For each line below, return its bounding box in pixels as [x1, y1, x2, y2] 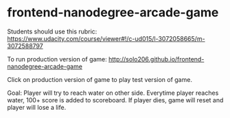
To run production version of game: [7, 55, 108, 63]
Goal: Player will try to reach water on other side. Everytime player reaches [7, 89, 219, 97]
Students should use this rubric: [7, 27, 97, 35]
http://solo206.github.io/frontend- [108, 55, 205, 63]
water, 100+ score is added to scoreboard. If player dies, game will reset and [7, 95, 224, 104]
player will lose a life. [7, 103, 67, 111]
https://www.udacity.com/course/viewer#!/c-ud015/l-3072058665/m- [7, 34, 205, 42]
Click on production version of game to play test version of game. [7, 75, 192, 83]
